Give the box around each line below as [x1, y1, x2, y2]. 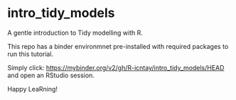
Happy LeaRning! [7, 84, 58, 93]
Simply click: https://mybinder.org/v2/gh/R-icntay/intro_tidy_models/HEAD [7, 63, 225, 72]
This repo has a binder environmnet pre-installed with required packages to [7, 42, 229, 50]
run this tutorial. [7, 50, 54, 58]
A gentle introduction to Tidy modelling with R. [7, 28, 144, 37]
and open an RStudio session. [7, 71, 95, 79]
